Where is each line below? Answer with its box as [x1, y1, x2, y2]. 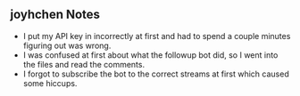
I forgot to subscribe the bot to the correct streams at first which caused [22, 68, 289, 79]
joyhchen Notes [10, 7, 101, 22]
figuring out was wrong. [22, 40, 112, 51]
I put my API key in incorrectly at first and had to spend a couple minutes [22, 30, 291, 41]
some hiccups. [22, 77, 78, 88]
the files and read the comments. [22, 59, 146, 69]
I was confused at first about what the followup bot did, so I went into [22, 49, 279, 60]
